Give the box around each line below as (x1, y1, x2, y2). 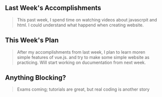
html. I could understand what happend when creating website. (17, 22, 144, 28)
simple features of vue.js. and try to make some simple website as (17, 54, 150, 60)
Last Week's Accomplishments (5, 4, 101, 12)
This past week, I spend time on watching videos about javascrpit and (17, 17, 157, 22)
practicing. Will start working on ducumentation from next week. (17, 59, 146, 65)
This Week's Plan (5, 36, 59, 44)
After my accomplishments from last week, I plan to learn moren (17, 49, 145, 55)
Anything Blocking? (5, 74, 67, 82)
